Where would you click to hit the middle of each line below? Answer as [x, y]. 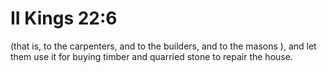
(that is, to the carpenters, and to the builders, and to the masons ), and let [163, 46]
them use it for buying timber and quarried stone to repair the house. [151, 56]
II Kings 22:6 [64, 18]
